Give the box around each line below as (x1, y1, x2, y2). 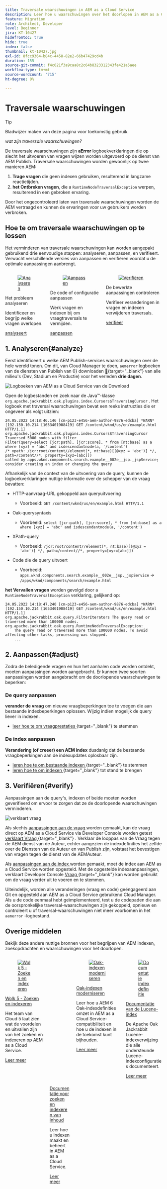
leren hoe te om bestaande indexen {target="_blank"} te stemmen (12, 762, 148, 768)
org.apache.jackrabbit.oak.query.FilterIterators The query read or (5, 615, 150, 620)
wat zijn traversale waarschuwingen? (5, 138, 82, 144)
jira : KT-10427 (5, 30, 37, 35)
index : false (5, 44, 32, 49)
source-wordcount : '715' (5, 72, 57, 77)
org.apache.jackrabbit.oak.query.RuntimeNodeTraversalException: (5, 624, 143, 629)
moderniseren (76, 991, 105, 996)
